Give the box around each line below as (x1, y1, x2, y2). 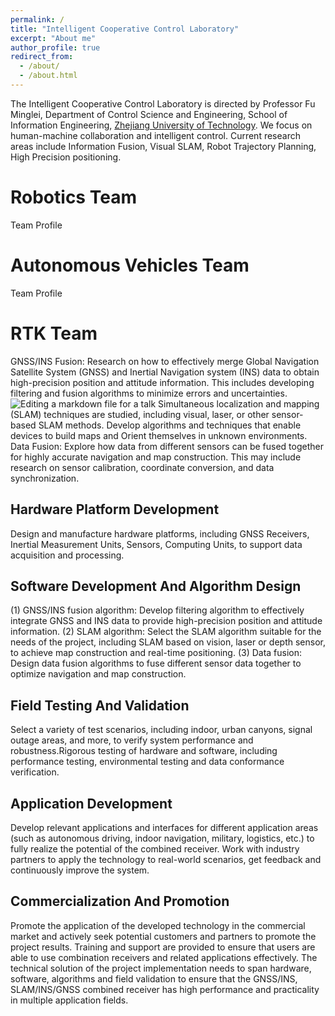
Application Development (10, 795, 173, 812)
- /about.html (19, 71, 78, 81)
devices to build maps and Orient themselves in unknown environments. (10, 429, 308, 441)
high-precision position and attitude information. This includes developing (10, 376, 315, 388)
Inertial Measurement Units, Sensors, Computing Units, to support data (10, 538, 303, 550)
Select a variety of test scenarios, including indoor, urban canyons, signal (10, 724, 313, 736)
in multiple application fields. (10, 994, 129, 1006)
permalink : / (10, 14, 65, 25)
